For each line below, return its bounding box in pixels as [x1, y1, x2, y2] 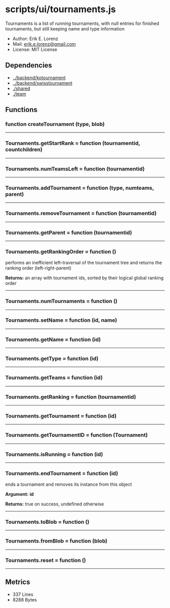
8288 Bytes [12, 596, 37, 602]
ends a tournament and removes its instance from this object [5, 481, 132, 488]
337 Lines [12, 591, 34, 597]
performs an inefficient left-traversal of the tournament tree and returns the [5, 260, 162, 266]
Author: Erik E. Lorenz [12, 36, 58, 42]
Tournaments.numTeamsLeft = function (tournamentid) [5, 165, 145, 172]
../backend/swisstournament [12, 80, 72, 86]
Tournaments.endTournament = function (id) [5, 469, 118, 477]
